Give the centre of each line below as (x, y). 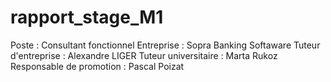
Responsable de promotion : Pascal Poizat (97, 66)
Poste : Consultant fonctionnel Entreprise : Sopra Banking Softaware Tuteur (165, 45)
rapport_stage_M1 (87, 17)
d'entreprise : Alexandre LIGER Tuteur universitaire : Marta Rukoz (144, 55)
